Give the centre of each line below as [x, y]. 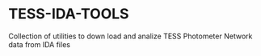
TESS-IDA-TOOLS [69, 14]
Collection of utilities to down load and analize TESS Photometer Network [130, 36]
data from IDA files [40, 44]
